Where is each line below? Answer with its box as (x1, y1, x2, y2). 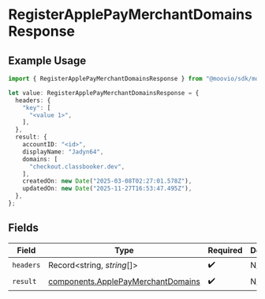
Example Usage (8, 54, 87, 67)
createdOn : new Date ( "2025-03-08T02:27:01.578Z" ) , (22, 177, 192, 185)
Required (207, 244, 243, 255)
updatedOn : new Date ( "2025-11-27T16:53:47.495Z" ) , (22, 184, 192, 193)
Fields (8, 221, 39, 235)
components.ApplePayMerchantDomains (48, 276, 201, 287)
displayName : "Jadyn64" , (22, 148, 104, 156)
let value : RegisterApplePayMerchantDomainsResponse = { (8, 89, 200, 97)
